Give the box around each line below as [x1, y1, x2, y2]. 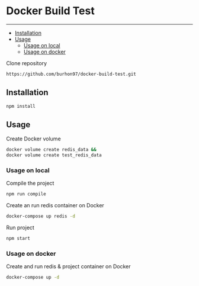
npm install [6, 103, 36, 109]
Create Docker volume [6, 135, 61, 143]
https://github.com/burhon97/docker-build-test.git [6, 71, 136, 77]
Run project [6, 224, 34, 232]
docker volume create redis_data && [6, 147, 97, 153]
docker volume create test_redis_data [6, 152, 102, 158]
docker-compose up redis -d [6, 213, 76, 220]
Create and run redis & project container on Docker [6, 263, 131, 270]
